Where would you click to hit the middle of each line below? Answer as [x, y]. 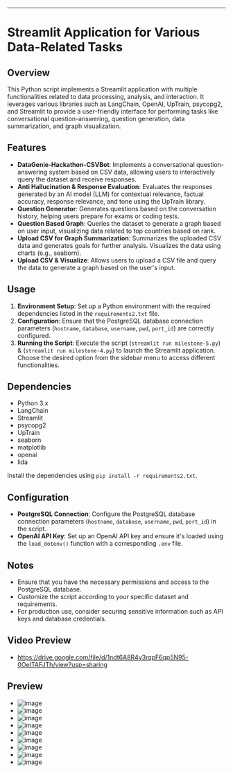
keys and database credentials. [62, 619]
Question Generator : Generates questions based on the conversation [116, 208]
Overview [29, 72]
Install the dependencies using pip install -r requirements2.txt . [102, 476]
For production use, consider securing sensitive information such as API [120, 612]
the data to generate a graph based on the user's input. [96, 267]
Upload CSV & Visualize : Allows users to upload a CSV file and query [116, 260]
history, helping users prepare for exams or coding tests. [98, 216]
